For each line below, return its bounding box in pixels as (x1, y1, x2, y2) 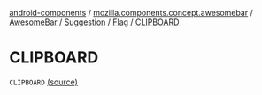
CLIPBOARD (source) (9, 77, 78, 87)
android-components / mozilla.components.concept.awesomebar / (9, 8, 254, 18)
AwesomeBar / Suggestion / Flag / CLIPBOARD (9, 17, 180, 27)
